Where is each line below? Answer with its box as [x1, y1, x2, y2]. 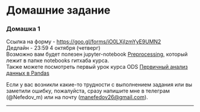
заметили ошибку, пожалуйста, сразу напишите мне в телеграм [6, 87, 170, 95]
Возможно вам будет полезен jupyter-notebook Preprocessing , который [6, 51, 188, 58]
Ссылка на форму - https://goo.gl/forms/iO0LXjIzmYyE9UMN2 [6, 38, 161, 45]
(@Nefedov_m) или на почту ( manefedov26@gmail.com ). [6, 94, 148, 101]
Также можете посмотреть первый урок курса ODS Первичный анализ [6, 63, 188, 71]
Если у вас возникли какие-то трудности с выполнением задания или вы [6, 81, 192, 88]
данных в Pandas [6, 69, 49, 77]
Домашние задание [6, 4, 111, 17]
